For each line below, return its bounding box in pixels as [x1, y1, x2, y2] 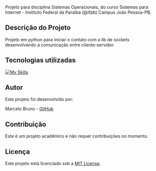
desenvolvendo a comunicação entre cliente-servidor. [5, 42, 115, 48]
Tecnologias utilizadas [5, 56, 76, 64]
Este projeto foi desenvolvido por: [5, 96, 74, 102]
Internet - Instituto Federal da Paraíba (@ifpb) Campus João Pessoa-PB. [5, 9, 152, 15]
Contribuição [5, 120, 47, 128]
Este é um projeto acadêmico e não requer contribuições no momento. [5, 133, 149, 139]
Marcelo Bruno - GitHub [5, 106, 54, 112]
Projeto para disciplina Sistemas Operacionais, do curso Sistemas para [5, 4, 149, 10]
